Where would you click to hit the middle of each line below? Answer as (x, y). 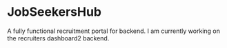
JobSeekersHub (55, 12)
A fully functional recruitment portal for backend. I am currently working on (114, 31)
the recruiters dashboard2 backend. (58, 38)
